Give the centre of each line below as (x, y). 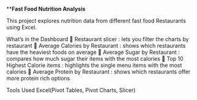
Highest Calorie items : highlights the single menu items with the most (94, 65)
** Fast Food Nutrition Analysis (46, 9)
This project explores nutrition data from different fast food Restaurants (96, 21)
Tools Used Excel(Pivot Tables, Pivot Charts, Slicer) (71, 90)
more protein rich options (38, 78)
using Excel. (22, 27)
